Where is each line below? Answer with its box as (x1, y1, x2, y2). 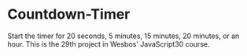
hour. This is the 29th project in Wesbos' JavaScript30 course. (7, 39, 210, 48)
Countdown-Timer (7, 5, 131, 23)
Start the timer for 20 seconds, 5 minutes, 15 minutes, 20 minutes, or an (7, 31, 240, 40)
